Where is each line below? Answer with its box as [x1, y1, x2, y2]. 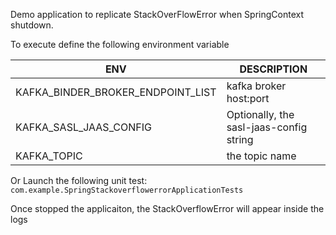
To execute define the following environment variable [10, 39, 230, 50]
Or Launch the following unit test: [10, 175, 148, 186]
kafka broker [226, 79, 287, 93]
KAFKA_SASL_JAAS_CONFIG [15, 120, 152, 134]
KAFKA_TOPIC [15, 149, 83, 163]
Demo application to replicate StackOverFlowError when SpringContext [10, 9, 305, 20]
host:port [226, 92, 270, 105]
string [226, 133, 254, 146]
